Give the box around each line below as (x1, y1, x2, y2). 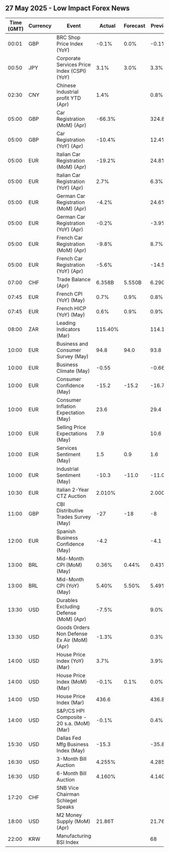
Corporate (56, 55, 81, 62)
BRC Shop (56, 34, 80, 41)
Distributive (56, 507, 84, 514)
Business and (56, 340, 89, 347)
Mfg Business (56, 740, 89, 747)
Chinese (56, 82, 76, 89)
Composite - (56, 714, 87, 721)
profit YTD (56, 94, 81, 102)
